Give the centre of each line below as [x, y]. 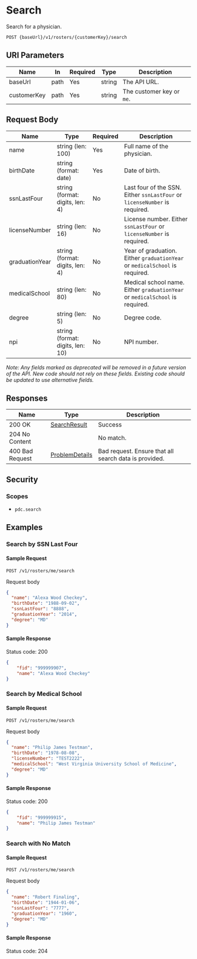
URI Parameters [35, 56]
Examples [24, 527]
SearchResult [69, 425]
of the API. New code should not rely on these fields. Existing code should [96, 374]
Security [22, 479]
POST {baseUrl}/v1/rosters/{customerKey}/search [67, 37]
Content [20, 442]
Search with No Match [38, 844]
